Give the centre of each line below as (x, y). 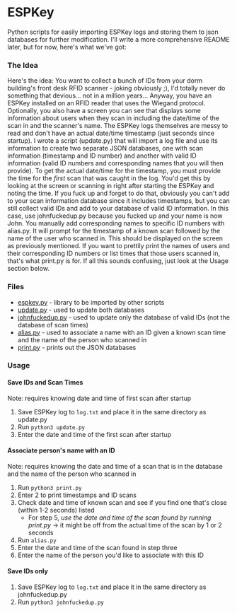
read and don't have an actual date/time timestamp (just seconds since (111, 133)
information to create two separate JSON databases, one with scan (105, 148)
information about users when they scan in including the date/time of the (113, 118)
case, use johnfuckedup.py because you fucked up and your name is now (115, 216)
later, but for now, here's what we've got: (67, 47)
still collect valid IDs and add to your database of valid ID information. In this (118, 209)
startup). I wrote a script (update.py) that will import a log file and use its (112, 141)
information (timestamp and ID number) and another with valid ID (102, 156)
